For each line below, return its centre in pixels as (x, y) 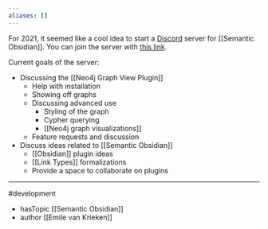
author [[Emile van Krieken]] (66, 217)
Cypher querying (71, 119)
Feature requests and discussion (85, 137)
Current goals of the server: (54, 62)
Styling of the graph (76, 111)
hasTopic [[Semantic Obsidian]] (71, 208)
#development (32, 193)
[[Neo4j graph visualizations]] (93, 128)
